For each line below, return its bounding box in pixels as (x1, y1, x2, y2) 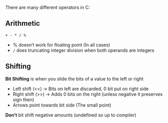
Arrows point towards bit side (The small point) (12, 102, 111, 108)
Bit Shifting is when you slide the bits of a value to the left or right (5, 75, 144, 81)
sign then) (12, 96, 34, 102)
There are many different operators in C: (5, 5, 90, 10)
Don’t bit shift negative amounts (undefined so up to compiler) (5, 112, 137, 118)
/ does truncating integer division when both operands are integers (12, 47, 155, 53)
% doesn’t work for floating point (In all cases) (12, 42, 111, 48)
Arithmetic (5, 19, 40, 28)
